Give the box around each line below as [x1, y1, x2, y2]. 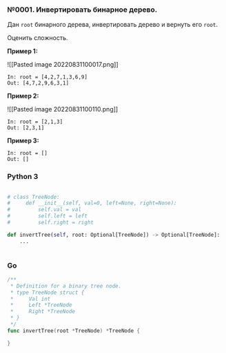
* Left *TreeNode [10, 301, 72, 309]
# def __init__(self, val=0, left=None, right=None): [7, 200, 177, 207]
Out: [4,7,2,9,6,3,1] [7, 80, 70, 87]
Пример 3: [7, 136, 39, 145]
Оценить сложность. [7, 34, 68, 42]
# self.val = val [7, 206, 81, 213]
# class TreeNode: [7, 193, 60, 200]
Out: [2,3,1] [7, 125, 45, 131]
